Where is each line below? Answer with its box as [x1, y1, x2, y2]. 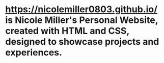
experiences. [5, 47, 63, 58]
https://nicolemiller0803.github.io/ [5, 4, 158, 15]
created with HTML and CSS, [5, 25, 130, 37]
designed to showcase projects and [5, 36, 159, 48]
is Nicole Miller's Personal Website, [5, 14, 158, 26]
